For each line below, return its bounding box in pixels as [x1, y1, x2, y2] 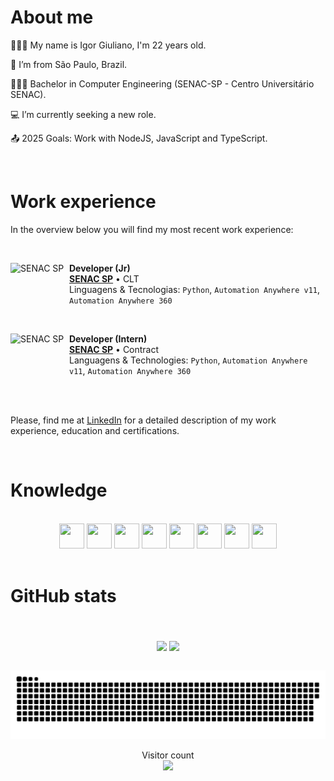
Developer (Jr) [69, 262, 131, 274]
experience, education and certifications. [10, 424, 180, 436]
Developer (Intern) [69, 332, 148, 345]
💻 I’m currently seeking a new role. [10, 108, 157, 120]
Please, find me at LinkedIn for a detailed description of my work [10, 414, 277, 426]
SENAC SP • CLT [69, 272, 140, 285]
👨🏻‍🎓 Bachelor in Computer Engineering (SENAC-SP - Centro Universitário [10, 77, 315, 90]
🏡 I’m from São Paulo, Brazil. [10, 58, 128, 70]
